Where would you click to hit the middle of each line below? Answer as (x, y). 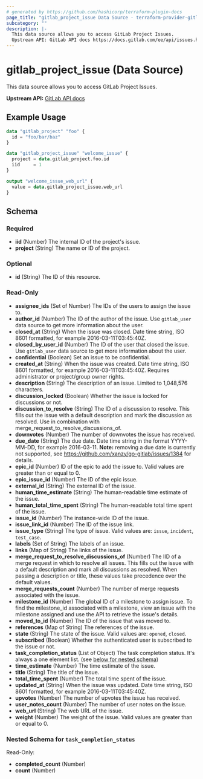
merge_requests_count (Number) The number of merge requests (97, 588)
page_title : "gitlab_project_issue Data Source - (70, 18)
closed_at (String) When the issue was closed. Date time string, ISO (100, 331)
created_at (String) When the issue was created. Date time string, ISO (102, 363)
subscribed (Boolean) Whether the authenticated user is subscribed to (103, 640)
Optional (19, 264)
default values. (34, 582)
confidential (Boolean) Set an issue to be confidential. (82, 357)
